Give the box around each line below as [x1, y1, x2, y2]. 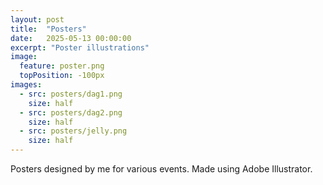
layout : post [10, 14, 65, 25]
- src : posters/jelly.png [19, 126, 128, 136]
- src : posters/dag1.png [19, 89, 123, 99]
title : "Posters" [10, 24, 87, 34]
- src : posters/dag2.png [19, 107, 123, 118]
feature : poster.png [19, 61, 105, 71]
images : [10, 80, 43, 90]
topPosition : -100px [19, 71, 105, 81]
